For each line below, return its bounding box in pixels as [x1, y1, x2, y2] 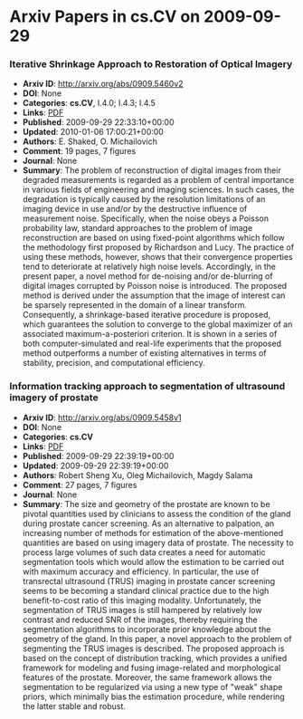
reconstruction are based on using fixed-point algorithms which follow [22, 233, 285, 244]
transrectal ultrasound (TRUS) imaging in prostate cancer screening [22, 575, 276, 586]
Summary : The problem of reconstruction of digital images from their [22, 165, 282, 176]
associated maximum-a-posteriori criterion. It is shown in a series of [22, 329, 278, 340]
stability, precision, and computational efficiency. [22, 358, 205, 369]
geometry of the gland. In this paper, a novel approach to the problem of [22, 633, 292, 644]
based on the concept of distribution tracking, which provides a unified [22, 652, 288, 663]
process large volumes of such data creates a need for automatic [22, 546, 266, 558]
